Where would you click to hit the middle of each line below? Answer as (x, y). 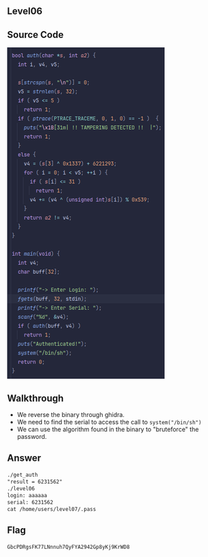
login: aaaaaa (27, 495)
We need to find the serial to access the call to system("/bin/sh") (109, 422)
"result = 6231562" (35, 481)
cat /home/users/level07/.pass (52, 509)
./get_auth (23, 475)
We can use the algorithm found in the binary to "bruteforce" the (108, 429)
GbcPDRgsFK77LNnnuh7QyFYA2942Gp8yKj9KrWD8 (68, 547)
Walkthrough (35, 398)
